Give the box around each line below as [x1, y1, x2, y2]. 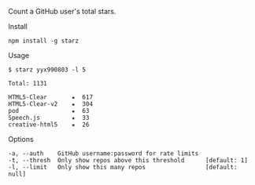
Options [8, 135, 34, 143]
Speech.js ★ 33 [8, 114, 90, 122]
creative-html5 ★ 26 [8, 121, 90, 129]
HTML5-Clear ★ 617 [8, 93, 93, 101]
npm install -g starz [8, 37, 79, 45]
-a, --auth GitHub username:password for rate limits [8, 150, 199, 158]
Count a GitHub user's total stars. [8, 7, 116, 16]
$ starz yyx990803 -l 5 [8, 66, 87, 74]
